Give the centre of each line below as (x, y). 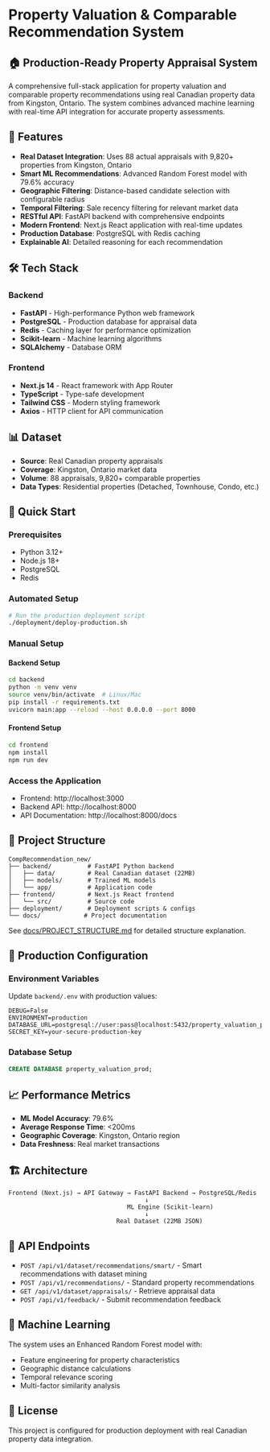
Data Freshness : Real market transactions (90, 1144)
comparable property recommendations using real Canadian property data (132, 95)
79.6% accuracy (47, 182)
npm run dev (28, 760)
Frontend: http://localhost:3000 (72, 798)
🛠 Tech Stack (43, 269)
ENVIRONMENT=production (48, 1018)
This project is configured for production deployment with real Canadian (128, 1430)
